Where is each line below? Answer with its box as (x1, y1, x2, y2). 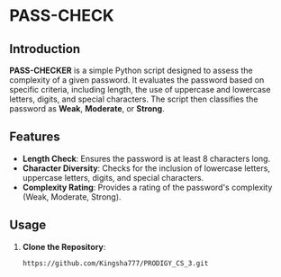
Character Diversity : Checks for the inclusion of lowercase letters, (22, 163, 270, 174)
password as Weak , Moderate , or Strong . (9, 103, 165, 113)
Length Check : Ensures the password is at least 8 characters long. (22, 153, 271, 164)
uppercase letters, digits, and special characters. (22, 172, 204, 183)
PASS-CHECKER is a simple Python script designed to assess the (9, 65, 254, 76)
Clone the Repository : (22, 241, 106, 252)
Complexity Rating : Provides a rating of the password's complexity (22, 182, 273, 192)
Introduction (9, 41, 81, 57)
